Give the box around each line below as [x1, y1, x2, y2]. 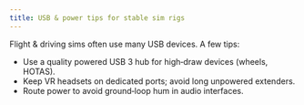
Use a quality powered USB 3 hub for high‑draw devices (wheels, [22, 56, 269, 67]
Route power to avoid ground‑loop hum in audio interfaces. [22, 85, 244, 96]
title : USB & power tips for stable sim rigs [9, 13, 185, 23]
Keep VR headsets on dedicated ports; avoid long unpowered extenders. [22, 75, 296, 87]
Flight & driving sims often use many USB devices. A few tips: [9, 38, 240, 49]
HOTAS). [22, 66, 56, 77]
